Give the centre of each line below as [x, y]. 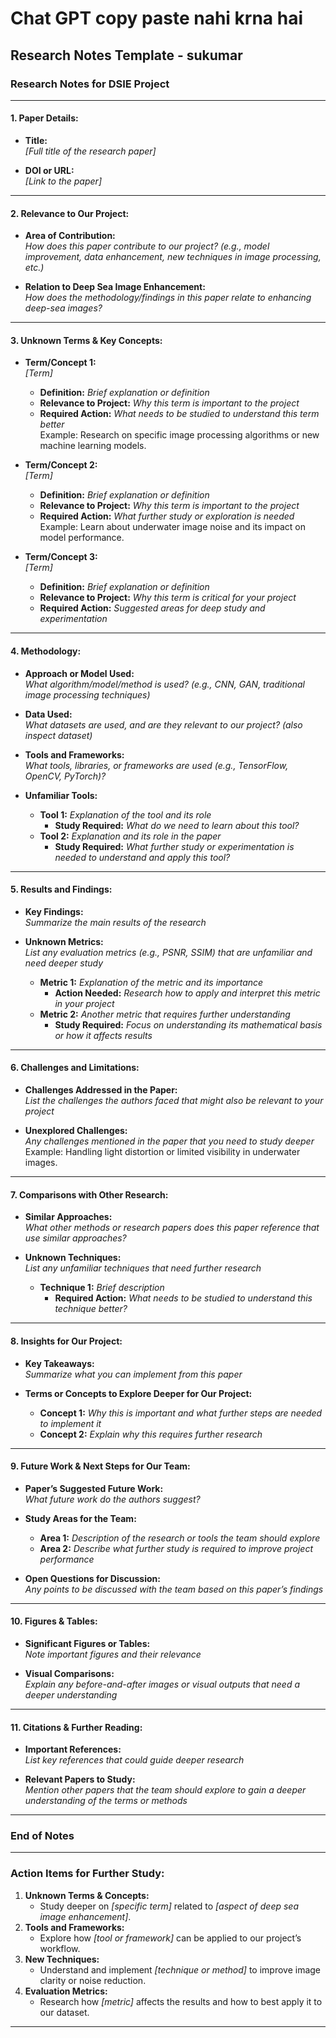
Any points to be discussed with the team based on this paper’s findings [174, 1589]
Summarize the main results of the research [115, 922]
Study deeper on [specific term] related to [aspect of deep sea [169, 1906]
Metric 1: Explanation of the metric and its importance [151, 982]
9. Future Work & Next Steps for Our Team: [100, 1466]
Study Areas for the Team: [80, 1518]
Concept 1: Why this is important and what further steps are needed [181, 1413]
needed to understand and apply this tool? [142, 857]
